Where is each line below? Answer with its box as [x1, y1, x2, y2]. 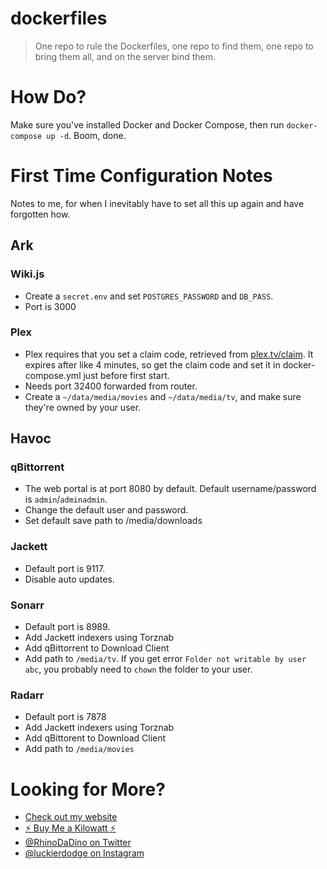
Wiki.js [10, 267, 45, 281]
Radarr [10, 688, 45, 702]
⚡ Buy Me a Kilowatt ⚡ [24, 822, 117, 834]
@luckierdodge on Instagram [24, 847, 145, 859]
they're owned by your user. [24, 401, 142, 413]
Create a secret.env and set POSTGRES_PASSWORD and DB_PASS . [24, 290, 274, 302]
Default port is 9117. [24, 562, 106, 574]
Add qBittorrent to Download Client [24, 642, 170, 654]
